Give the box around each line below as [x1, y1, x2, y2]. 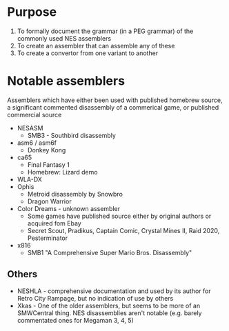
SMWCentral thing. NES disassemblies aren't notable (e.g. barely [17, 308, 202, 317]
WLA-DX [17, 175, 43, 183]
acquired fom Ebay [27, 219, 81, 228]
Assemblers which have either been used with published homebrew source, [7, 96, 223, 104]
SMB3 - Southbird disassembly [27, 131, 116, 139]
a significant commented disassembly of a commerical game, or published [7, 103, 219, 111]
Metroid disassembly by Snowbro [27, 190, 123, 198]
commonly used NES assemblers [17, 34, 112, 42]
